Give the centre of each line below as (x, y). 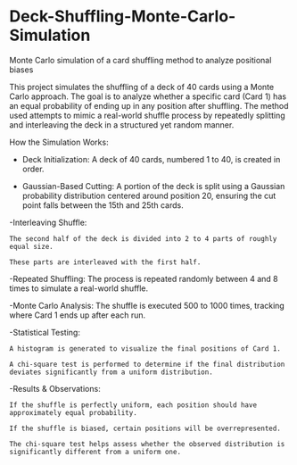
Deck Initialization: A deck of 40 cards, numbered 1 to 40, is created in (151, 159)
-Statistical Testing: (45, 332)
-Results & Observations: (55, 388)
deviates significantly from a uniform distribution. (111, 372)
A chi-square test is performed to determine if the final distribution (147, 364)
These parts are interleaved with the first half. (105, 262)
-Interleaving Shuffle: (48, 222)
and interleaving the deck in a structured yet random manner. (122, 125)
